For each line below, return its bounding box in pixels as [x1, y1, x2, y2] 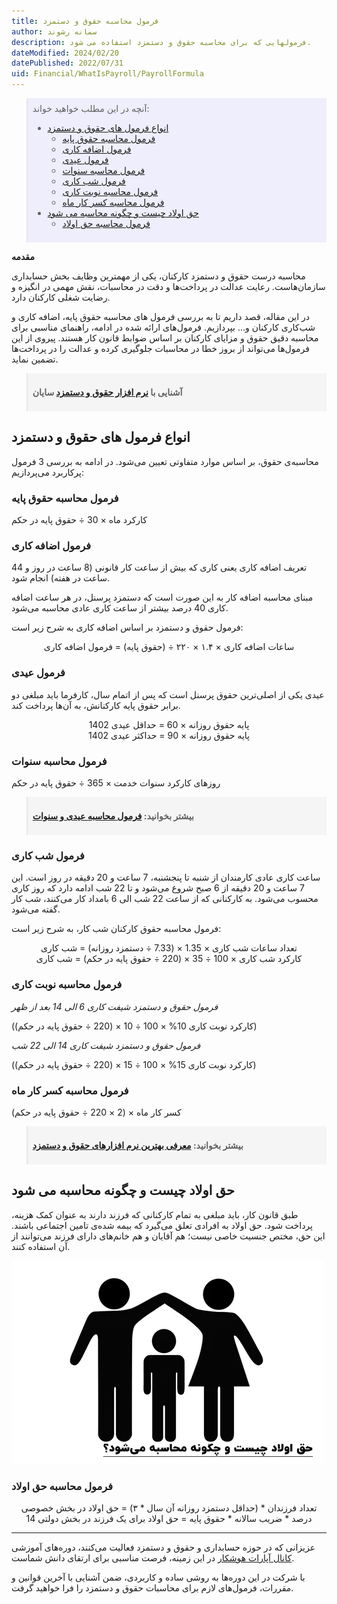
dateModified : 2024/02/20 [11, 48, 119, 58]
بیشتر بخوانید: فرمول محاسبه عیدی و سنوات [32, 810, 194, 822]
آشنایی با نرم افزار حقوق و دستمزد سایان [32, 386, 183, 398]
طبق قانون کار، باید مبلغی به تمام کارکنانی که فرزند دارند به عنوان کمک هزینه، [11, 1208, 299, 1220]
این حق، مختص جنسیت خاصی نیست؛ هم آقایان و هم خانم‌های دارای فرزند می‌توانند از [11, 1230, 326, 1242]
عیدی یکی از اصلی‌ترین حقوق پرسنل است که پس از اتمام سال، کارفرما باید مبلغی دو [11, 688, 325, 700]
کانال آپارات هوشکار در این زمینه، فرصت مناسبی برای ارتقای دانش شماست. [11, 1552, 295, 1564]
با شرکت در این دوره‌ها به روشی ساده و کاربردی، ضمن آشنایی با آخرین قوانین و [11, 1571, 306, 1583]
